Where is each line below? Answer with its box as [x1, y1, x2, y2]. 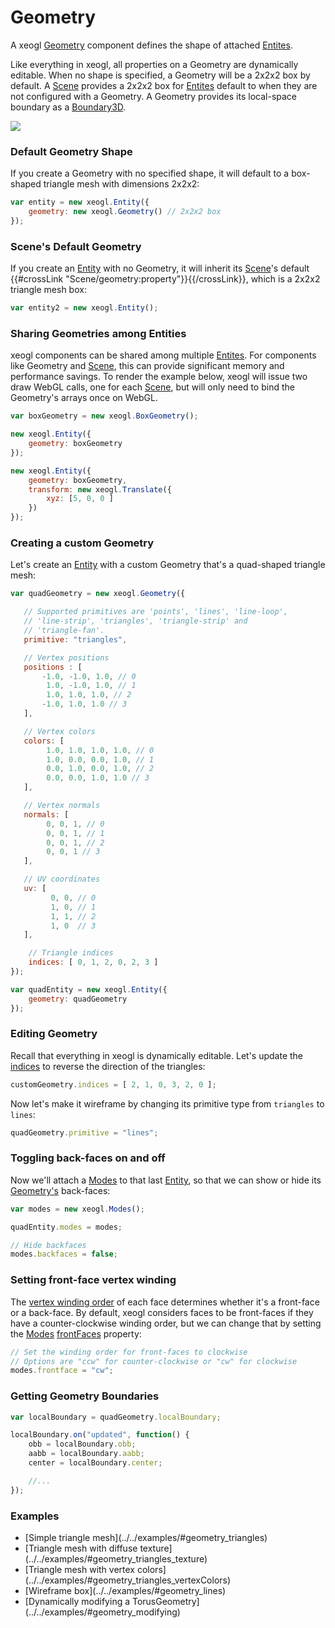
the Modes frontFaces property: [10, 1327, 142, 1340]
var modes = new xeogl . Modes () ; [10, 1204, 145, 1214]
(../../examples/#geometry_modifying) [24, 1606, 181, 1618]
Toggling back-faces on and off [10, 1151, 166, 1165]
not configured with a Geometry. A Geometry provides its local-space [10, 90, 298, 102]
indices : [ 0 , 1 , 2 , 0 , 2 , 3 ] [28, 957, 159, 968]
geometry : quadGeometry [28, 994, 128, 1004]
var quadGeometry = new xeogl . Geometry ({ [10, 589, 186, 599]
